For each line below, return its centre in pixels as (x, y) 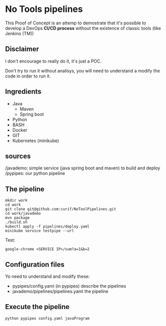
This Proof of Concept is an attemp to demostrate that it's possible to (76, 23)
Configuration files (35, 264)
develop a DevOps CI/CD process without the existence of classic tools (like (83, 28)
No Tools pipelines (44, 9)
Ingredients (23, 92)
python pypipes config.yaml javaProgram (48, 318)
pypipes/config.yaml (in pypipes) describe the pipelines (69, 286)
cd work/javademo (23, 214)
